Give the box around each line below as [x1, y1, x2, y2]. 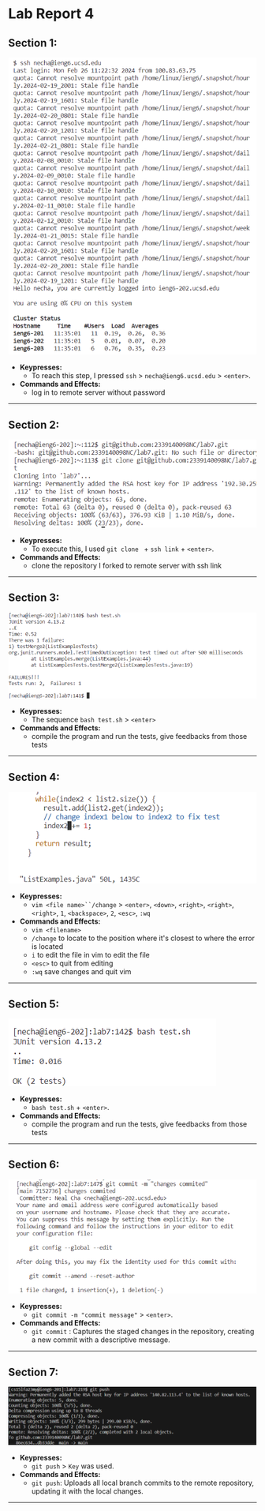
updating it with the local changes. [31, 1486, 144, 1496]
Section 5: [8, 997, 60, 1010]
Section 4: [8, 770, 61, 784]
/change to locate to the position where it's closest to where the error [31, 933, 255, 943]
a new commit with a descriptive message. [31, 1335, 171, 1344]
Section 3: [8, 591, 60, 605]
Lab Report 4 [8, 5, 95, 23]
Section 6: [8, 1158, 60, 1172]
